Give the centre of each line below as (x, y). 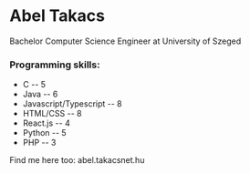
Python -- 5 (44, 133)
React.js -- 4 (46, 123)
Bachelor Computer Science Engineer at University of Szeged (125, 41)
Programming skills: (55, 65)
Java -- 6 (40, 94)
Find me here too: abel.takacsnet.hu (77, 160)
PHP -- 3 (39, 143)
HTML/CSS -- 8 (52, 114)
